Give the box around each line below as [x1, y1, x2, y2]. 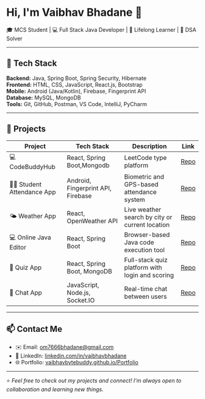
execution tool [124, 245, 165, 254]
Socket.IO [67, 296, 95, 304]
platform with [124, 263, 162, 271]
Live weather [124, 205, 162, 214]
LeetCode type [124, 154, 167, 162]
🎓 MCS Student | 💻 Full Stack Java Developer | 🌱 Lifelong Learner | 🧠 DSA [6, 26, 196, 33]
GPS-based [124, 180, 159, 189]
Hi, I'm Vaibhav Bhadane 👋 [6, 5, 142, 20]
